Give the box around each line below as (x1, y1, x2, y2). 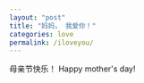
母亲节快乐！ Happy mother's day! (9, 63, 136, 74)
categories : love (9, 29, 74, 38)
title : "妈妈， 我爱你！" (9, 21, 97, 30)
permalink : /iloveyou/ (9, 37, 94, 47)
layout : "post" (9, 12, 66, 22)
